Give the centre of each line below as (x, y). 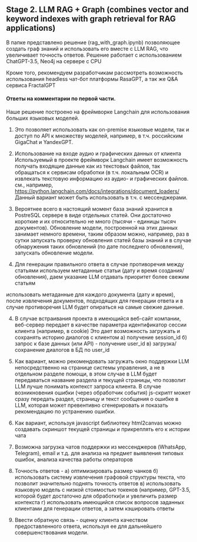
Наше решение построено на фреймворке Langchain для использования (98, 112)
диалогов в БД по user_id (78, 350)
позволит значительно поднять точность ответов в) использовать (98, 484)
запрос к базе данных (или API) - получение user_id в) (83, 344)
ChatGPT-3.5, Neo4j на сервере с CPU (54, 61)
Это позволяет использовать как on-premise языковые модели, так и (102, 130)
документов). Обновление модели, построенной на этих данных (96, 228)
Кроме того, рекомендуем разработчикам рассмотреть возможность (95, 73)
